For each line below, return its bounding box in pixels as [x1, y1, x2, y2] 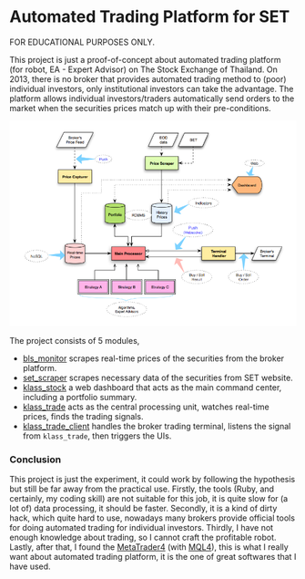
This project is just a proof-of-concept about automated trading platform [9, 54, 281, 65]
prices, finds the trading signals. [22, 410, 144, 421]
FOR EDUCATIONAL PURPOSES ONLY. [9, 36, 155, 47]
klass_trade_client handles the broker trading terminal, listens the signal [22, 420, 291, 431]
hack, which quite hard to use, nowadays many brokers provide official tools [9, 512, 296, 523]
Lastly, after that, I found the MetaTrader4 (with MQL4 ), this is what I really [9, 541, 289, 553]
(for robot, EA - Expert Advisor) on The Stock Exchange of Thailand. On [9, 64, 278, 75]
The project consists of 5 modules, [9, 335, 140, 346]
